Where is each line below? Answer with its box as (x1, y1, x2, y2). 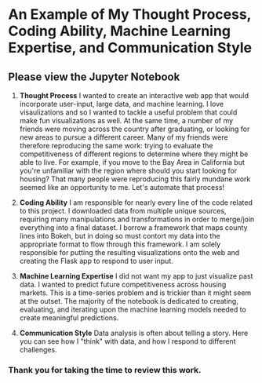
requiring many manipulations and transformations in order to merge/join (19, 214, 255, 224)
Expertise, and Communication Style (8, 39, 253, 57)
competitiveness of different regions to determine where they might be (19, 149, 249, 159)
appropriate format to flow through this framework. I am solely (19, 239, 221, 249)
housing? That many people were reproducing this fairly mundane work (19, 174, 251, 184)
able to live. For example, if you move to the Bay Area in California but (19, 158, 245, 166)
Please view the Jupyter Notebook (8, 70, 180, 83)
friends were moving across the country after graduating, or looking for (19, 124, 250, 133)
